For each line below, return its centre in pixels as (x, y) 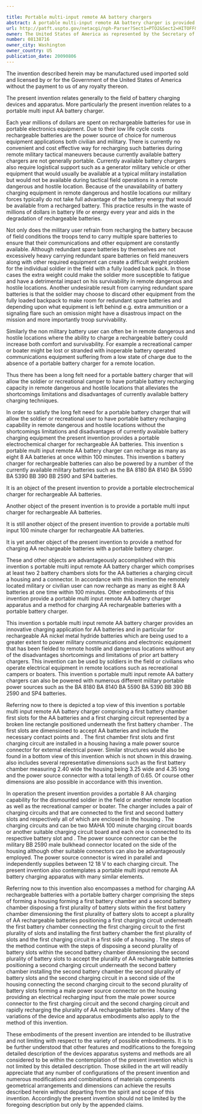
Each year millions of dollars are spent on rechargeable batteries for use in (99, 122)
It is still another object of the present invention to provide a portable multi (98, 524)
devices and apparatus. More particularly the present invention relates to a (99, 104)
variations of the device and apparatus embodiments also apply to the (93, 1016)
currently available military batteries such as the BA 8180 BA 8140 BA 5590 (99, 470)
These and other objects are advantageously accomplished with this (91, 560)
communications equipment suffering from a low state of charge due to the (99, 356)
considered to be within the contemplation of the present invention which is (100, 1060)
